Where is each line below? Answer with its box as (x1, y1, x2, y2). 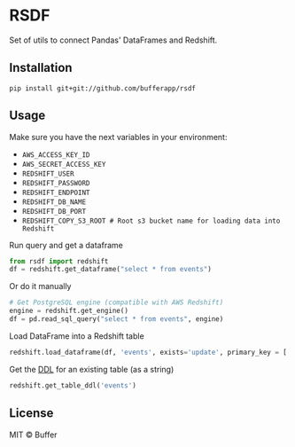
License (9, 405, 54, 421)
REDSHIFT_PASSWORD (21, 178, 90, 187)
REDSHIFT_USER (21, 169, 74, 178)
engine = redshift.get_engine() (9, 307, 128, 316)
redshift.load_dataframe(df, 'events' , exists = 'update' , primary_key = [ (9, 348, 288, 357)
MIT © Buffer (9, 429, 58, 440)
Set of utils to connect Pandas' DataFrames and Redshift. (9, 35, 218, 45)
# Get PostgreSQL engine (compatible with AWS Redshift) (9, 298, 224, 307)
